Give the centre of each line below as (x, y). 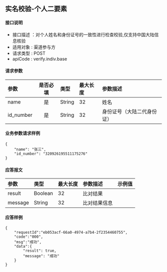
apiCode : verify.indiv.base (40, 59)
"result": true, (40, 251)
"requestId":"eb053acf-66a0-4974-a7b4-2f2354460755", (71, 233)
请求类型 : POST (29, 53)
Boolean (43, 193)
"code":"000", (29, 237)
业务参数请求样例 (23, 133)
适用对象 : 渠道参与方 (34, 47)
